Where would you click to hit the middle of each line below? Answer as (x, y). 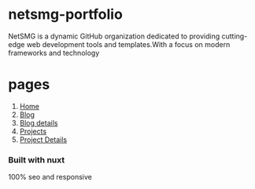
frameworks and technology (54, 53)
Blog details (39, 122)
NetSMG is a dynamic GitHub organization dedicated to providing (114, 36)
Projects (33, 131)
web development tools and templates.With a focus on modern (128, 44)
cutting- (235, 36)
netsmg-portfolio (66, 15)
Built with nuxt (37, 160)
